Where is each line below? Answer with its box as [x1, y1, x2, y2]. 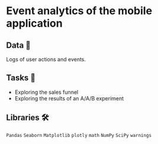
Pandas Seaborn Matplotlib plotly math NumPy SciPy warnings [6, 132, 152, 138]
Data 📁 [6, 40, 31, 50]
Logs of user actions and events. [6, 56, 86, 63]
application [6, 17, 63, 30]
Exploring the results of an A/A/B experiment [14, 94, 124, 102]
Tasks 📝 [6, 73, 36, 83]
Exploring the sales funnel [14, 89, 79, 96]
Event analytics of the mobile [6, 4, 153, 18]
